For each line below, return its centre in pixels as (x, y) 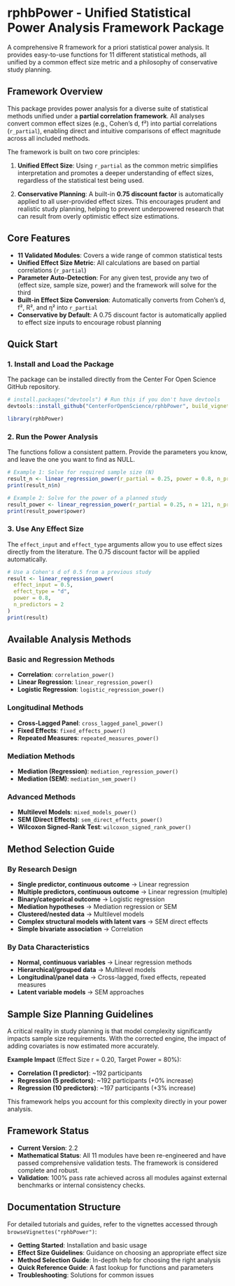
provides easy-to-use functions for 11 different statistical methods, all (107, 55)
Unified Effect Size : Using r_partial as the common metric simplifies (117, 165)
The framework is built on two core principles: (73, 151)
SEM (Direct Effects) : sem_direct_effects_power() (90, 820)
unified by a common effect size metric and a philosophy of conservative (113, 62)
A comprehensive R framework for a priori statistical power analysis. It (108, 47)
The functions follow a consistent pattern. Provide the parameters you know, (117, 452)
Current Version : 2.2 (48, 1148)
